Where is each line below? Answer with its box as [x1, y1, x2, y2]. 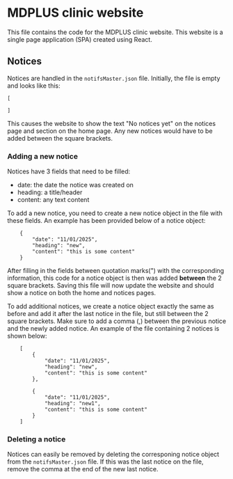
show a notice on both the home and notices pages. [7, 289, 156, 297]
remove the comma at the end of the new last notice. [7, 465, 159, 473]
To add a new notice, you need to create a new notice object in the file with [7, 209, 223, 217]
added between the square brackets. [7, 134, 113, 142]
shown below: [7, 332, 47, 340]
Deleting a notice [7, 434, 66, 443]
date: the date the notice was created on [17, 181, 134, 189]
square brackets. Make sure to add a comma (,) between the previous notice [7, 317, 227, 325]
